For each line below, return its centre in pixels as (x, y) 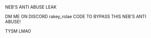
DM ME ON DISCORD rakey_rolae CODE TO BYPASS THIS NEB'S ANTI (76, 16)
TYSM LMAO (18, 31)
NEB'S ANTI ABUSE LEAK (31, 7)
